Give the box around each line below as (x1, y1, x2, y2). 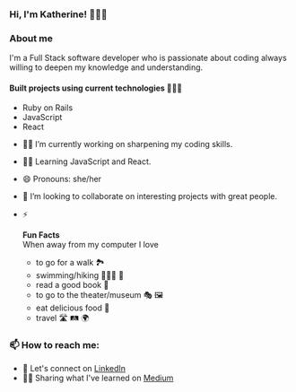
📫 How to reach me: (9, 339, 100, 352)
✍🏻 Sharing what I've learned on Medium (22, 372, 174, 383)
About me (9, 31, 54, 44)
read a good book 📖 (35, 280, 109, 291)
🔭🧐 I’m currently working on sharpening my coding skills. (22, 139, 233, 150)
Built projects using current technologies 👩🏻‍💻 (9, 83, 183, 93)
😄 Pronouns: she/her (22, 174, 101, 185)
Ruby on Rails (22, 102, 74, 113)
